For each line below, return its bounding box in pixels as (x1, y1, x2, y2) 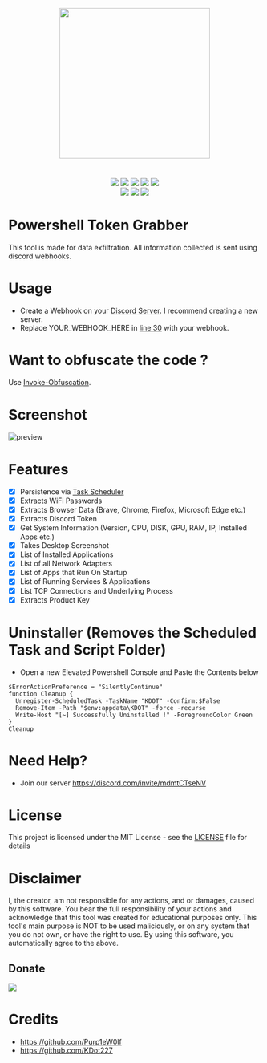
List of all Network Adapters (19, 558, 113, 569)
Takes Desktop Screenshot (19, 541, 110, 550)
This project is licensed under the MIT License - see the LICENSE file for (8, 833, 247, 842)
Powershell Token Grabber (8, 217, 189, 234)
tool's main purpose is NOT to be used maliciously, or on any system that (8, 921, 250, 931)
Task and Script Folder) (8, 640, 167, 659)
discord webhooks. (8, 251, 72, 261)
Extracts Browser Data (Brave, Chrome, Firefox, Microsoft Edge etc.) (19, 505, 246, 514)
